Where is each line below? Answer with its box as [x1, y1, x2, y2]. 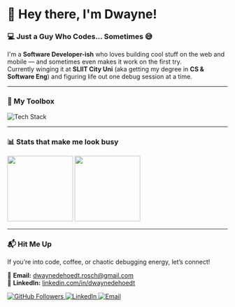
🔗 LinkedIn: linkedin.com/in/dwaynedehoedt [7, 279, 135, 287]
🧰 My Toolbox [7, 97, 55, 106]
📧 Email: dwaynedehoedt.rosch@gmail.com [7, 271, 134, 280]
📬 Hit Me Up [7, 239, 52, 249]
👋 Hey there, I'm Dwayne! [7, 6, 157, 22]
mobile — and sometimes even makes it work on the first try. [7, 57, 182, 66]
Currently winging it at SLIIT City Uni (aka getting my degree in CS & [7, 65, 205, 73]
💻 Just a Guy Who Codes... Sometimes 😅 [7, 31, 152, 41]
